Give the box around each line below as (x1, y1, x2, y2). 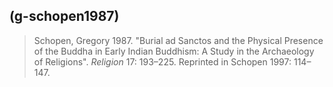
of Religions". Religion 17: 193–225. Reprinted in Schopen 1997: (33, 55, 292, 68)
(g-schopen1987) (9, 8, 120, 25)
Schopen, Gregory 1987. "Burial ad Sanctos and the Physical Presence (33, 34, 324, 46)
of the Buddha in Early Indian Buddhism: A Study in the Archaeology (33, 45, 315, 57)
